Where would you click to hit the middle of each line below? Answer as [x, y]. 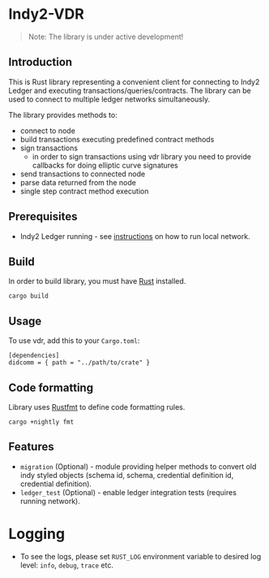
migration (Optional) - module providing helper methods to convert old [138, 466]
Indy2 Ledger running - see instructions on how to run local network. [135, 236]
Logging [37, 534]
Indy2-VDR [47, 14]
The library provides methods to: [63, 115]
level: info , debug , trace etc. [66, 565]
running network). [50, 501]
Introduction [41, 62]
